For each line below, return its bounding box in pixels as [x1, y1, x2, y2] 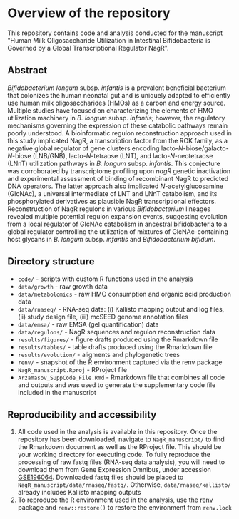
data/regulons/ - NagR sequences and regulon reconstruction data [17, 327, 216, 336]
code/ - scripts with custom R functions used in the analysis [17, 274, 193, 283]
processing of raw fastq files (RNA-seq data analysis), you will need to [17, 458, 225, 466]
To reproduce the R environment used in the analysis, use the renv [17, 495, 213, 504]
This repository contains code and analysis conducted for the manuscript [7, 29, 223, 37]
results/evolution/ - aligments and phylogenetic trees [17, 350, 180, 359]
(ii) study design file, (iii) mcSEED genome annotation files [17, 312, 189, 321]
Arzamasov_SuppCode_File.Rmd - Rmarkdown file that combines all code [17, 373, 225, 381]
